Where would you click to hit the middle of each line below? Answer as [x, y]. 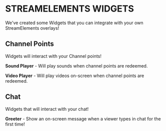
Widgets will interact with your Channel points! [53, 56]
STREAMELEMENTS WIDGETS [70, 9]
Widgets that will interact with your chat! [47, 109]
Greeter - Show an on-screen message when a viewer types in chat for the [83, 118]
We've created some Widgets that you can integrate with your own [74, 23]
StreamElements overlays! [32, 28]
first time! [15, 124]
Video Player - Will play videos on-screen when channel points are [75, 76]
